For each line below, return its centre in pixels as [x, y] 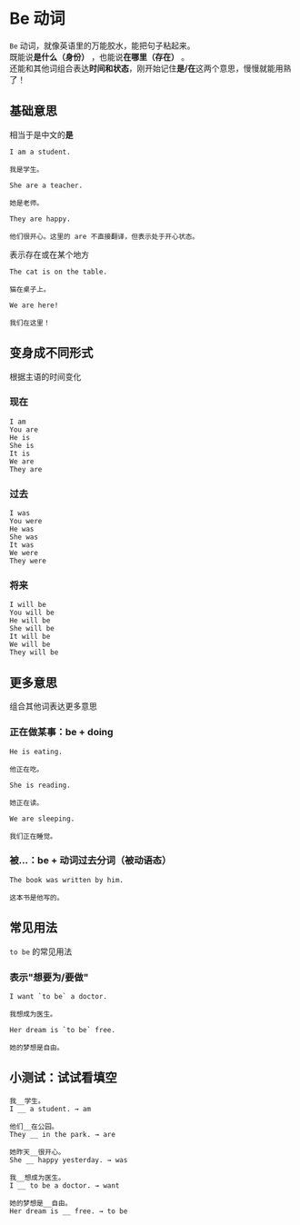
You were [26, 522]
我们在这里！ [30, 323]
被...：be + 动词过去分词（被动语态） [90, 861]
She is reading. [40, 785]
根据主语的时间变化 [45, 376]
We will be [30, 645]
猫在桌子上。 [30, 289]
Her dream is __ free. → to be [69, 1211]
